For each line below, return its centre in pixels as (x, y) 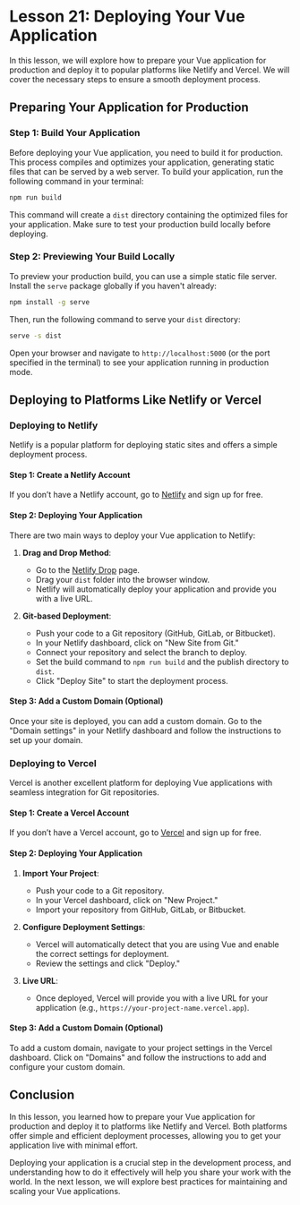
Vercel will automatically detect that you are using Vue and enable (157, 944)
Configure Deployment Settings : (84, 927)
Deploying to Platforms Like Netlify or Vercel (136, 400)
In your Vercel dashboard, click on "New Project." (127, 900)
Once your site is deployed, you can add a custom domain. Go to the (136, 721)
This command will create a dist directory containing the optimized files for (149, 214)
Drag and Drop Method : (67, 552)
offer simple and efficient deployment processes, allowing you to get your (146, 1135)
